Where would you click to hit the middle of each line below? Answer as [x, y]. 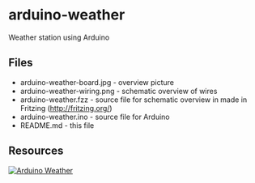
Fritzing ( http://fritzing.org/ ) [66, 108]
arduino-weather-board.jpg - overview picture [97, 82]
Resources [36, 151]
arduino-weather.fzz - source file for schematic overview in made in [134, 100]
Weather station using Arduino [59, 37]
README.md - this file [57, 125]
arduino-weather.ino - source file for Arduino [95, 117]
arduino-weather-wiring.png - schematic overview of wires [119, 91]
